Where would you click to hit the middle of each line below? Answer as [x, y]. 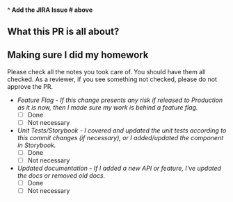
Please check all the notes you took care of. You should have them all [106, 71]
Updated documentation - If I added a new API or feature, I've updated [119, 168]
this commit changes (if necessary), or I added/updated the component [120, 137]
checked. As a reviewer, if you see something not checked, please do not [112, 79]
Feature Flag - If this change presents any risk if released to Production [120, 100]
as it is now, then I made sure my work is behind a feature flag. [107, 107]
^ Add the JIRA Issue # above [50, 10]
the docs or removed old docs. [61, 176]
